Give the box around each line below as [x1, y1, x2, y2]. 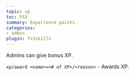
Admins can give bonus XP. [6, 52, 73, 58]
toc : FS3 [6, 14, 28, 20]
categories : [6, 25, 35, 31]
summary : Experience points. [6, 19, 78, 25]
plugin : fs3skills [6, 36, 51, 42]
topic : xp [6, 8, 31, 15]
